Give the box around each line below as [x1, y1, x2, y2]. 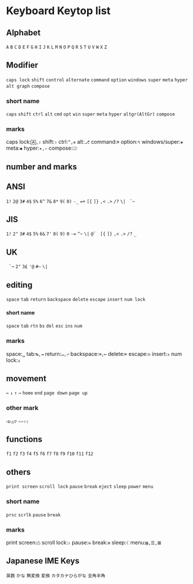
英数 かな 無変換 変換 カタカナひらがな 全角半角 [6, 573, 106, 579]
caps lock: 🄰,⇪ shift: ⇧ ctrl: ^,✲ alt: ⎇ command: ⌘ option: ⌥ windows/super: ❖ [6, 138, 184, 146]
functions [6, 434, 42, 444]
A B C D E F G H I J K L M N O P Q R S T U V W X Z [6, 44, 107, 50]
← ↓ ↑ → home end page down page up [6, 390, 88, 396]
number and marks [6, 161, 78, 171]
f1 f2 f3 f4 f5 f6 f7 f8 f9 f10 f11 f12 [6, 451, 94, 457]
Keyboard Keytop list [6, 4, 111, 18]
